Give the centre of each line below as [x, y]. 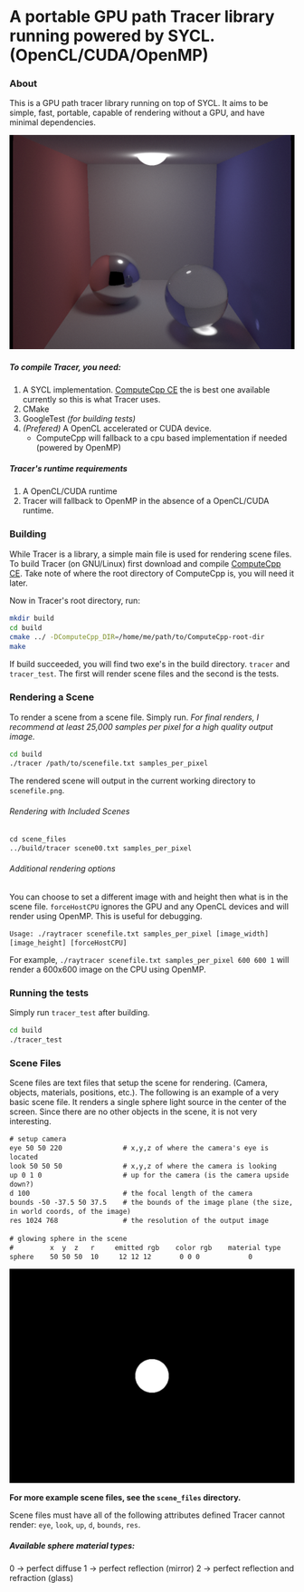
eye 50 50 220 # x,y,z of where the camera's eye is [139, 1149]
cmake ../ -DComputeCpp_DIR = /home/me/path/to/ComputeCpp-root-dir [137, 637]
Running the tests [49, 993]
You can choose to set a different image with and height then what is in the [149, 897]
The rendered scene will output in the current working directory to [133, 781]
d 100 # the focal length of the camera [131, 1194]
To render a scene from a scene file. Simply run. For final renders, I [134, 717]
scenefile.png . [37, 791]
